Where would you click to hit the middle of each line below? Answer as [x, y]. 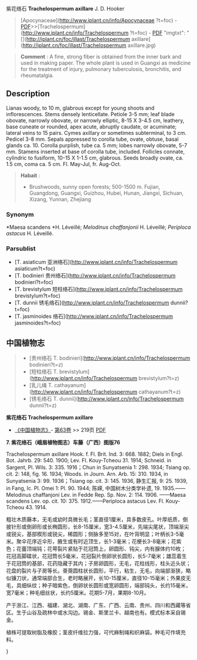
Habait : [30, 175]
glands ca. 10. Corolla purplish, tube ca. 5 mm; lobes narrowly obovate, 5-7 [97, 145]
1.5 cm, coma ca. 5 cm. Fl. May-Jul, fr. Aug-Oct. [64, 164]
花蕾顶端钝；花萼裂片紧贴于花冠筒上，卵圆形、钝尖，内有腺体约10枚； [101, 549]
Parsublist [21, 249]
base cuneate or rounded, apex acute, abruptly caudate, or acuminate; [91, 126]
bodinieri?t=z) [46, 365]
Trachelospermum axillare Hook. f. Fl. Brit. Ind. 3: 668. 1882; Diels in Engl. [95, 454]
